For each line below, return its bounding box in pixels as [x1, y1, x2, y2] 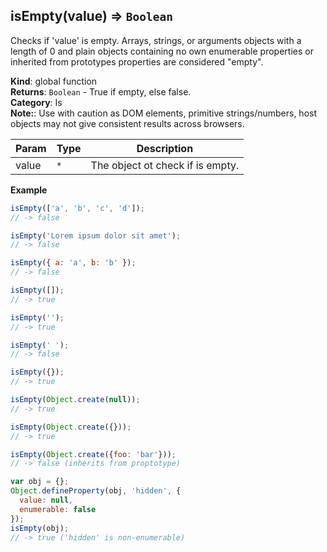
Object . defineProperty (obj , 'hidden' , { [10, 486, 182, 496]
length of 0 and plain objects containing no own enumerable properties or [10, 45, 314, 57]
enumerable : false [19, 504, 97, 514]
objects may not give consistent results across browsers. [10, 117, 245, 129]
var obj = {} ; [10, 477, 70, 487]
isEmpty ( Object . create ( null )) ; [10, 395, 141, 405]
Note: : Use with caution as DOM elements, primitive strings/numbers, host [10, 107, 318, 119]
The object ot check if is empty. [90, 158, 240, 172]
